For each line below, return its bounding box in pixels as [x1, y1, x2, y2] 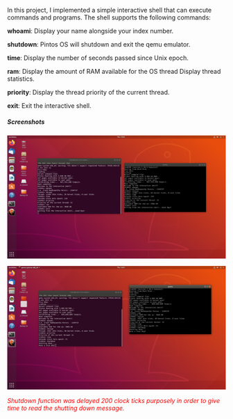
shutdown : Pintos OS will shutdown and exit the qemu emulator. [7, 40, 191, 48]
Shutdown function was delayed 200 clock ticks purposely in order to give [7, 396, 221, 404]
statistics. [7, 74, 35, 83]
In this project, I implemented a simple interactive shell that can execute [7, 6, 212, 14]
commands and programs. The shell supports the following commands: [7, 13, 212, 22]
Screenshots [7, 118, 45, 126]
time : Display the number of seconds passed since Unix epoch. [7, 54, 189, 62]
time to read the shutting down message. [7, 404, 125, 412]
